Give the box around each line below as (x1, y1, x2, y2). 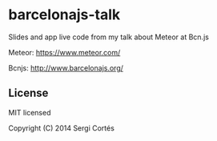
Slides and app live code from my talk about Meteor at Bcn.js (8, 32, 210, 42)
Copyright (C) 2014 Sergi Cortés (8, 123, 115, 133)
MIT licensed (8, 107, 51, 117)
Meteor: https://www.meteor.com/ (8, 47, 121, 57)
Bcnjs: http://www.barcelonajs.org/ (8, 62, 124, 73)
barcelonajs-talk (8, 6, 121, 24)
